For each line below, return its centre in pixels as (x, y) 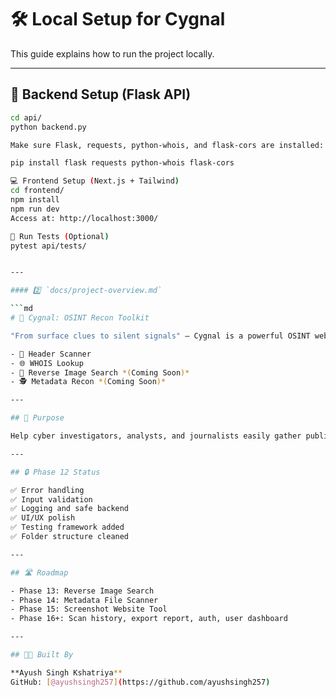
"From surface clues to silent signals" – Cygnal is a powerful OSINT (160, 336)
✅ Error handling (47, 490)
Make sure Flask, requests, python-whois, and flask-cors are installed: (167, 145)
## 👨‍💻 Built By (42, 655)
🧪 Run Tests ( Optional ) (60, 236)
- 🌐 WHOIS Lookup (47, 363)
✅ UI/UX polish (43, 518)
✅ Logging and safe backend (70, 509)
